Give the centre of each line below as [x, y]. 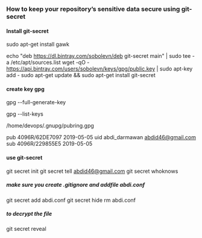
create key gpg [26, 89]
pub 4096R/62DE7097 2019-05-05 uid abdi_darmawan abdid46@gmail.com [101, 137]
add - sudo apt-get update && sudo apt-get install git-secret [81, 75]
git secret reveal [26, 229]
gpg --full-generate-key [36, 102]
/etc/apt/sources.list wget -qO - [50, 63]
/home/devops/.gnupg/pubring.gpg [50, 126]
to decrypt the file [29, 214]
